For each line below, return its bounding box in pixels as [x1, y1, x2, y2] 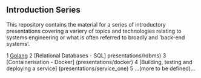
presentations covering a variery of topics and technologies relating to [6, 27, 182, 34]
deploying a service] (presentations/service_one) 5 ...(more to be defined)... [6, 65, 196, 72]
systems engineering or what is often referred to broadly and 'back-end [6, 33, 185, 41]
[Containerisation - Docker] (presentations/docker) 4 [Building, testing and [6, 58, 193, 65]
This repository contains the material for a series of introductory [6, 21, 166, 28]
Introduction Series [6, 5, 81, 15]
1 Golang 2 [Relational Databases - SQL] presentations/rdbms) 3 [6, 51, 166, 59]
